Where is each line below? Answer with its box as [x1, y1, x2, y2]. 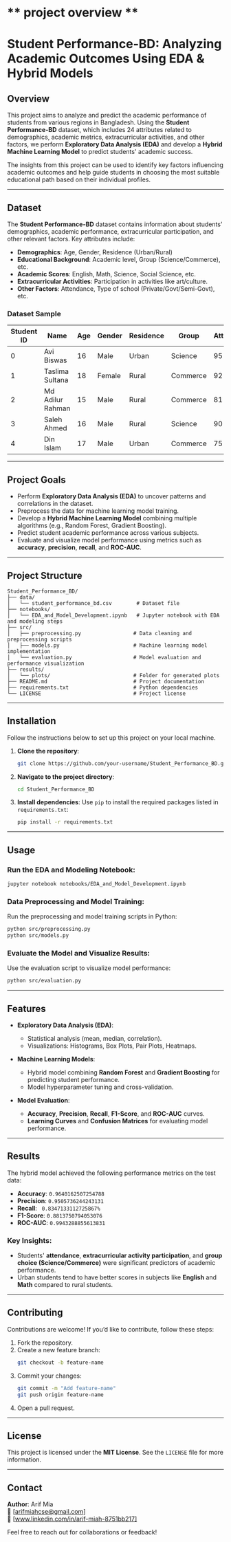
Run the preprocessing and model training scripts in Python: [7, 912, 177, 921]
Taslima [43, 366, 69, 376]
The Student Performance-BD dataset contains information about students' [7, 220, 223, 228]
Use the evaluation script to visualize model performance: [7, 964, 170, 972]
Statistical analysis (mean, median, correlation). [27, 1034, 162, 1042]
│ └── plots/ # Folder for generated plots [7, 672, 220, 679]
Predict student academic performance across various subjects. [16, 529, 199, 537]
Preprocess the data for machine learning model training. [16, 507, 179, 515]
